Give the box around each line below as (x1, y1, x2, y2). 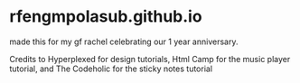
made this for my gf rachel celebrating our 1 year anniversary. (9, 36, 239, 47)
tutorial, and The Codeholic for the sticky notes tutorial (9, 63, 213, 74)
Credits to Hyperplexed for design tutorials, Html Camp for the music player (9, 53, 291, 64)
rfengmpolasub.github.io (9, 6, 202, 27)
